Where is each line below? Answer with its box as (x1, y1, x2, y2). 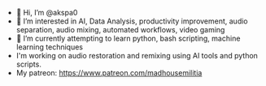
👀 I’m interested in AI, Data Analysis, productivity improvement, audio (15, 16, 248, 26)
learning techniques (15, 42, 84, 52)
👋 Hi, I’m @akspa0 (15, 8, 78, 17)
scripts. (15, 59, 42, 69)
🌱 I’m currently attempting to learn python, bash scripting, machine (15, 33, 241, 43)
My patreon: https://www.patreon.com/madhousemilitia (15, 68, 203, 77)
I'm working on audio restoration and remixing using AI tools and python (15, 51, 259, 60)
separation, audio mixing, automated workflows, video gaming (15, 25, 225, 34)
